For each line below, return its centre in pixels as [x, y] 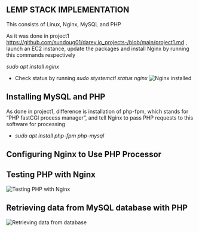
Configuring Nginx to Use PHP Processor [84, 155]
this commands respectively [41, 55]
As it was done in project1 [38, 36]
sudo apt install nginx [33, 66]
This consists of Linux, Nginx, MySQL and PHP [64, 24]
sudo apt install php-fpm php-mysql [59, 135]
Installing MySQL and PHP [56, 97]
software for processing [36, 124]
